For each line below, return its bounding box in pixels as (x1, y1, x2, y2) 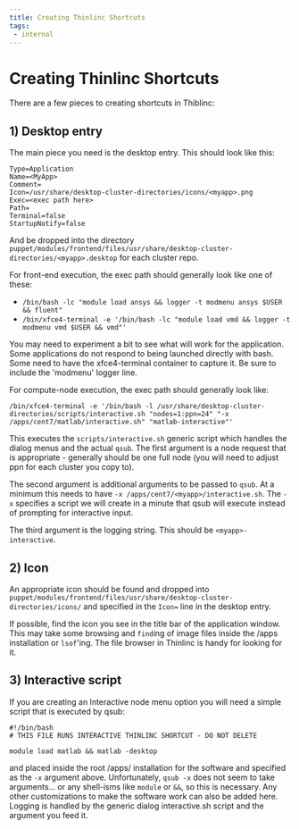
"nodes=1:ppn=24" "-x (148, 410, 229, 419)
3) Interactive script (9, 673, 122, 688)
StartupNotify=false (9, 220, 87, 229)
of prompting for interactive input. (9, 507, 134, 518)
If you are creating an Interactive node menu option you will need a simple (9, 696, 282, 707)
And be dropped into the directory (9, 235, 135, 246)
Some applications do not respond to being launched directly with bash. (9, 348, 274, 359)
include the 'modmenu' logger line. (9, 367, 138, 378)
